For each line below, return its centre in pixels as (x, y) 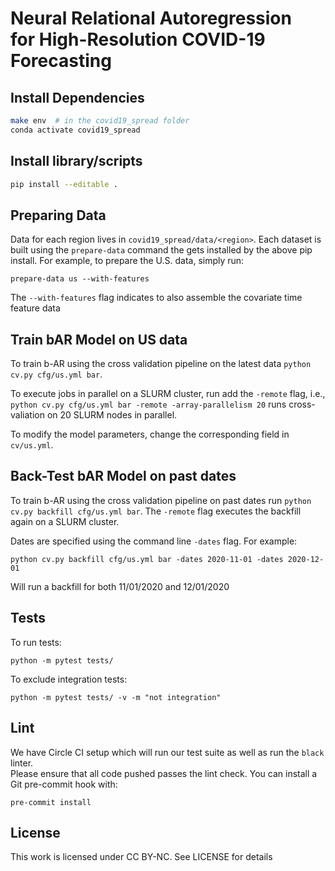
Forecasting (61, 61)
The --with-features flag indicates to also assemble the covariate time (156, 298)
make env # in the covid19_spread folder (100, 121)
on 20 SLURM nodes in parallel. (112, 415)
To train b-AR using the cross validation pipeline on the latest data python (161, 364)
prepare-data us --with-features (80, 279)
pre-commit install (51, 802)
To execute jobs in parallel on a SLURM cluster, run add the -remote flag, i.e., (168, 394)
